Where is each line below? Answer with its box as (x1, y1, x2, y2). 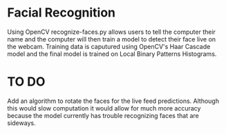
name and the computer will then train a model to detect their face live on (7, 35, 216, 43)
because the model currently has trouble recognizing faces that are (7, 111, 199, 119)
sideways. (7, 119, 36, 127)
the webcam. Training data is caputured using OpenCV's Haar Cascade (7, 42, 211, 50)
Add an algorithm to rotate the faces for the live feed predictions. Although (7, 97, 220, 105)
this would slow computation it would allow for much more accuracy (7, 104, 201, 112)
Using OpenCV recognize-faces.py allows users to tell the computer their (7, 28, 216, 36)
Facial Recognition (7, 5, 116, 21)
